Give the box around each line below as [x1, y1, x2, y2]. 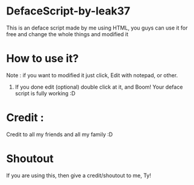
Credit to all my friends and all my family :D [6, 131, 113, 138]
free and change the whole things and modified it [6, 30, 128, 37]
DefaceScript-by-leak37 [6, 4, 131, 18]
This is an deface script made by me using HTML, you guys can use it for [6, 24, 188, 31]
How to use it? [6, 52, 79, 66]
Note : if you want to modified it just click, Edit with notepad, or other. [6, 71, 178, 79]
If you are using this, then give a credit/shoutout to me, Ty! [6, 172, 152, 179]
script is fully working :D [14, 89, 75, 97]
